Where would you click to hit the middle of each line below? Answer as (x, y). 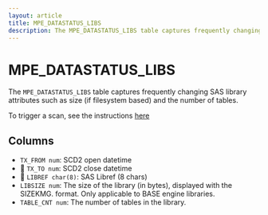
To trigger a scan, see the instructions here (79, 115)
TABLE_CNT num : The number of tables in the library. (103, 202)
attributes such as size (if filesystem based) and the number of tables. (123, 100)
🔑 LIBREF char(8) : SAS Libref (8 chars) (83, 177)
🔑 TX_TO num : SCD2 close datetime (76, 169)
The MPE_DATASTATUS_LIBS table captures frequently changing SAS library (128, 92)
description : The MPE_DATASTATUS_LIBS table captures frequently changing (135, 30)
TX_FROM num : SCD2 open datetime (76, 160)
